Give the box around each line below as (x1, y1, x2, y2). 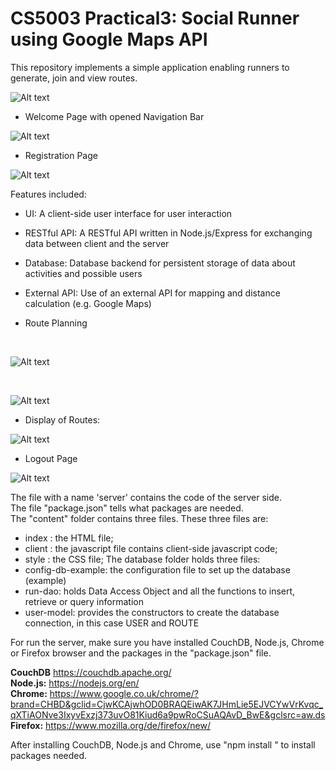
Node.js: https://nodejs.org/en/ (10, 677, 140, 689)
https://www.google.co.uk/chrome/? (49, 687, 199, 699)
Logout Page (24, 452, 78, 464)
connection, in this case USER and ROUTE (24, 617, 200, 629)
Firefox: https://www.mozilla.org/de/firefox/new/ (10, 719, 212, 731)
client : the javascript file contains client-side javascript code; (24, 542, 278, 554)
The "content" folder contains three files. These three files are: (10, 512, 269, 524)
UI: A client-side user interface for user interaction (24, 207, 233, 219)
